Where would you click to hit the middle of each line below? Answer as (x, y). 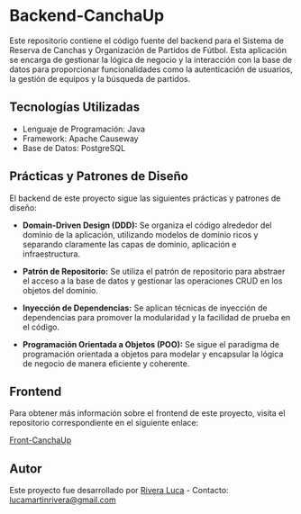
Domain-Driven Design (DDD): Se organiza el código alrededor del (147, 225)
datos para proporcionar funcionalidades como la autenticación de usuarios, (151, 69)
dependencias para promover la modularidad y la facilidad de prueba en (156, 317)
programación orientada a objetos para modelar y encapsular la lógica (153, 354)
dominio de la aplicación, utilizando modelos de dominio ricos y (140, 234)
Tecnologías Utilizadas (75, 108)
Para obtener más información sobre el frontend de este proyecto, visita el (147, 413)
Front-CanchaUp (41, 440)
